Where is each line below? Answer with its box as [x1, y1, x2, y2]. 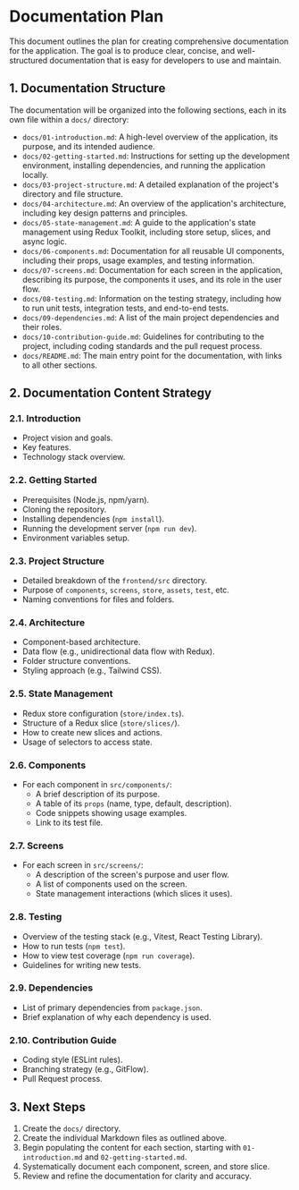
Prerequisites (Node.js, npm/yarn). [21, 494, 150, 505]
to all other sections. [21, 360, 98, 370]
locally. [21, 169, 49, 180]
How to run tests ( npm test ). [21, 940, 126, 951]
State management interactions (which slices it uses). [35, 888, 233, 899]
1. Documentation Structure [9, 81, 166, 96]
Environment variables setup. [21, 532, 130, 543]
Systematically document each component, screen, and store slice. [21, 1160, 270, 1171]
